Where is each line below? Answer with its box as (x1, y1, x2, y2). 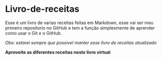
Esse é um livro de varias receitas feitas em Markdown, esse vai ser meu (5, 20, 154, 26)
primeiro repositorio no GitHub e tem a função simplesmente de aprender (5, 25, 155, 30)
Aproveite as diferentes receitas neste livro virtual (5, 49, 110, 55)
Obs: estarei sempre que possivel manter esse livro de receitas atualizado (5, 39, 157, 45)
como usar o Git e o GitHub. (5, 30, 62, 36)
